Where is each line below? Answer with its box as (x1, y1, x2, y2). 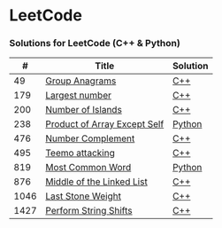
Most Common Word (45, 161, 132, 174)
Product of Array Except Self (45, 118, 165, 130)
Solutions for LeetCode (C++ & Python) (9, 37, 181, 50)
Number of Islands (45, 104, 122, 116)
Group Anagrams (45, 75, 117, 87)
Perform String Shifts (45, 205, 133, 217)
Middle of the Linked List (45, 176, 148, 188)
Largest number (45, 90, 112, 102)
